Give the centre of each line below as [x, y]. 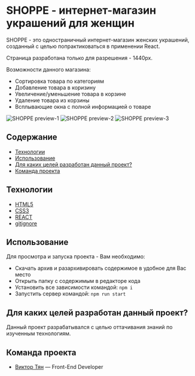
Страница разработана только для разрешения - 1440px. [79, 58]
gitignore [26, 223]
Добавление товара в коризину [55, 87]
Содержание [32, 137]
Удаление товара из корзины [52, 100]
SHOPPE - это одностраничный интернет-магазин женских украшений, [98, 40]
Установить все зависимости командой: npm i [74, 287]
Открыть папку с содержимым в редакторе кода [77, 281]
